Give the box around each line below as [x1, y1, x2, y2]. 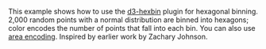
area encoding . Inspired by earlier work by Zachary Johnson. [8, 32, 208, 41]
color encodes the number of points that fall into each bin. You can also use [8, 24, 256, 32]
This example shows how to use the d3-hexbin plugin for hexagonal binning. [8, 7, 258, 16]
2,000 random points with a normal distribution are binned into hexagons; [8, 15, 249, 24]
